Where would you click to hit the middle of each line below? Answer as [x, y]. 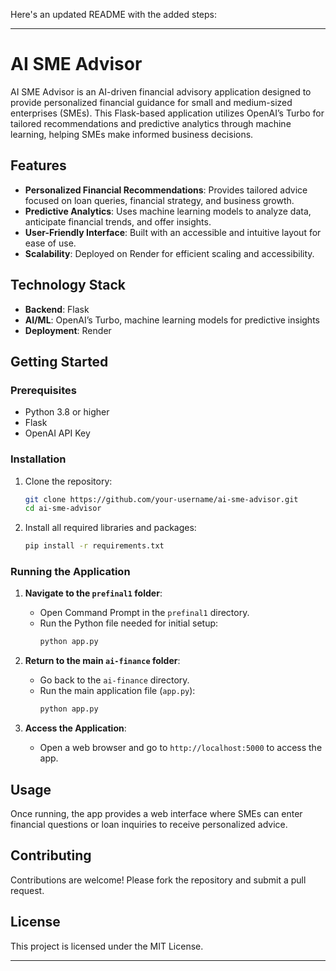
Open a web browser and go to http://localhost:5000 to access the [181, 748]
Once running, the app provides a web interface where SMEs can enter [156, 814]
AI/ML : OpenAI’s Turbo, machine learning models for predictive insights [172, 320]
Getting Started [59, 361]
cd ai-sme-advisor [63, 509]
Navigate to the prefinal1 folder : [93, 593]
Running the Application [70, 572]
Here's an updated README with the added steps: [114, 14]
